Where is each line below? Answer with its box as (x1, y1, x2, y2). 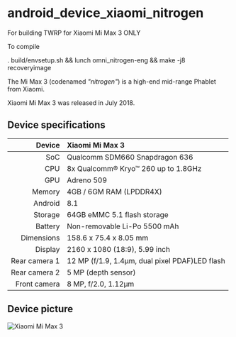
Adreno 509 (67, 175, 108, 185)
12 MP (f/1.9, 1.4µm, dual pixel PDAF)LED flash (67, 255, 225, 265)
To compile (7, 42, 40, 50)
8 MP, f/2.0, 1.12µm (67, 279, 135, 289)
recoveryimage (7, 63, 52, 72)
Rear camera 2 (11, 267, 60, 277)
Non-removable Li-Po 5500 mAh (67, 221, 179, 231)
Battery (35, 221, 60, 231)
